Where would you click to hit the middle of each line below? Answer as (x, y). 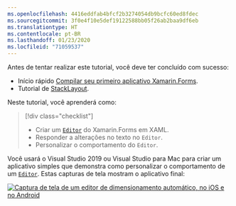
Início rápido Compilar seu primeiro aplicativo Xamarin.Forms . (108, 81)
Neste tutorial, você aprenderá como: (62, 102)
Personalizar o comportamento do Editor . (97, 145)
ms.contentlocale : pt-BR (44, 34)
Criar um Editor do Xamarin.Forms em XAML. (102, 130)
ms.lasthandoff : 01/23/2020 (49, 40)
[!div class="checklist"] (59, 116)
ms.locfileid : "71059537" (45, 47)
